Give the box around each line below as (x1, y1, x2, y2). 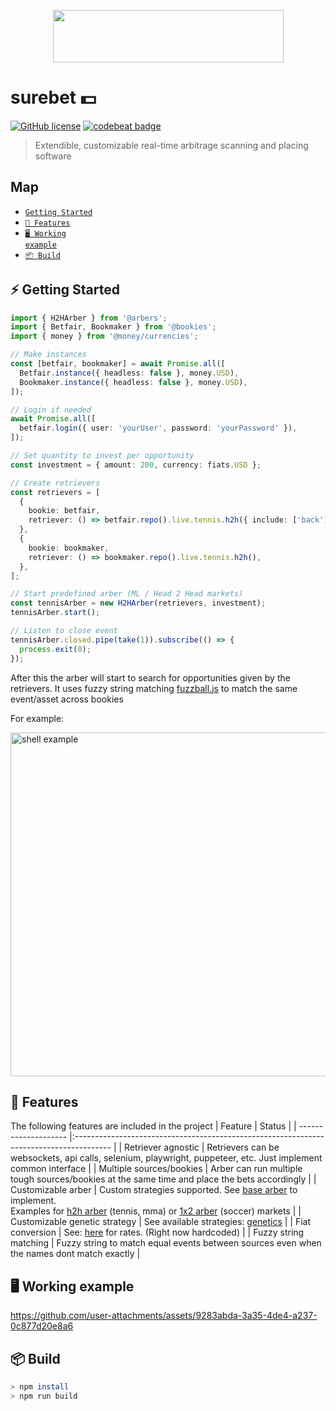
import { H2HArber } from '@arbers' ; (10, 313, 168, 323)
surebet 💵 (10, 86, 97, 109)
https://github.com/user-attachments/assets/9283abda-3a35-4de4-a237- (10, 1310, 318, 1322)
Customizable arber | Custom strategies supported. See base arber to (10, 1184, 298, 1196)
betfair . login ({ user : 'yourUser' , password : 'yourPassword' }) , (19, 423, 298, 434)
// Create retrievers (10, 478, 101, 488)
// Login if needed (10, 405, 92, 415)
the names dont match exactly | (10, 1248, 141, 1260)
